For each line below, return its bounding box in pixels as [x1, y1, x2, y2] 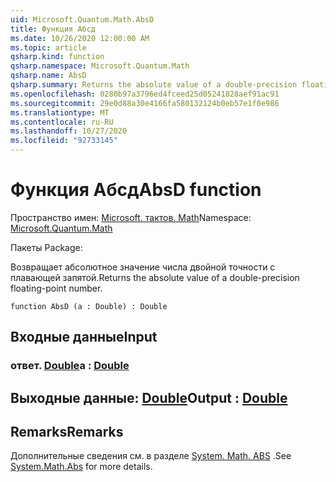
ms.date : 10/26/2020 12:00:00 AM [10, 33, 150, 43]
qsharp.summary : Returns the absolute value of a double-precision [10, 80, 298, 90]
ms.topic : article [10, 42, 87, 53]
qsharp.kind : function [10, 52, 105, 62]
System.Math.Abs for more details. [10, 461, 153, 473]
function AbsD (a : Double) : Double [10, 301, 168, 311]
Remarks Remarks [10, 424, 124, 441]
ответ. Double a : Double [10, 359, 130, 373]
